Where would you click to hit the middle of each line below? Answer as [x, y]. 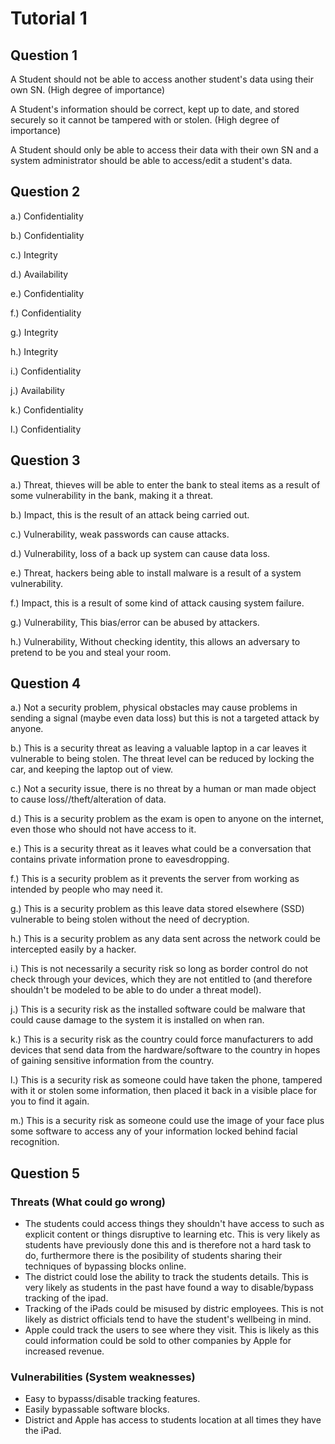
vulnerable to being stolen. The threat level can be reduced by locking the [162, 759]
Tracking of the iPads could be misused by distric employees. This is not [174, 1309]
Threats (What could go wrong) [88, 1202]
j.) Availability [37, 390]
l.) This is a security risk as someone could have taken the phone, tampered [166, 1080]
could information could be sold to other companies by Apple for [158, 1341]
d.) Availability [39, 274]
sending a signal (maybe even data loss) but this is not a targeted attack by [165, 718]
